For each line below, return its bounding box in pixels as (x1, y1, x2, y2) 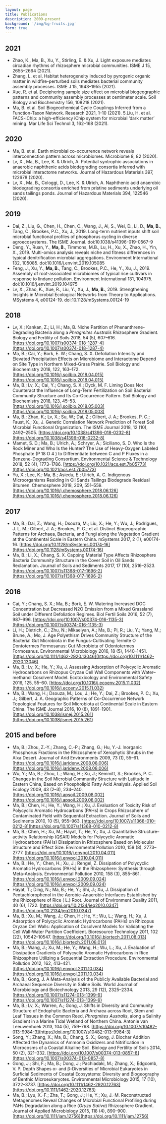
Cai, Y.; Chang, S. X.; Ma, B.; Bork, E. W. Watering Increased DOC (12, 601, 146, 607)
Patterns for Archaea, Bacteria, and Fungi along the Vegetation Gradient (12, 531, 160, 537)
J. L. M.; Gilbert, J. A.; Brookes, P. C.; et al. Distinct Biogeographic (12, 526, 147, 532)
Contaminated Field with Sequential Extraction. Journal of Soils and (12, 812, 150, 818)
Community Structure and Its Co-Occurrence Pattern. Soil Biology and (12, 393, 156, 399)
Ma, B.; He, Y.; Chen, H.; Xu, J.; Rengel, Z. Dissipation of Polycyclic (12, 860, 149, 866)
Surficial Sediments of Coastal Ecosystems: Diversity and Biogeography (12, 1071, 160, 1077)
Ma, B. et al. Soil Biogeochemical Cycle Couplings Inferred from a (12, 105, 146, 111)
